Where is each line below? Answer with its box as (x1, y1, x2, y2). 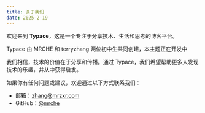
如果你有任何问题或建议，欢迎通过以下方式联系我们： (6, 79, 141, 86)
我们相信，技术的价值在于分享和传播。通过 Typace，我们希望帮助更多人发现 (6, 58, 199, 65)
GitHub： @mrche (15, 99, 60, 107)
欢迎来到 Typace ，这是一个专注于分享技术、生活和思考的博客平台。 (6, 32, 178, 40)
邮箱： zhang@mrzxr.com (15, 92, 80, 99)
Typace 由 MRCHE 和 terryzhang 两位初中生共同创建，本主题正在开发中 (6, 45, 188, 53)
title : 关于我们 (6, 9, 44, 15)
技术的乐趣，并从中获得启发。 (6, 65, 82, 73)
